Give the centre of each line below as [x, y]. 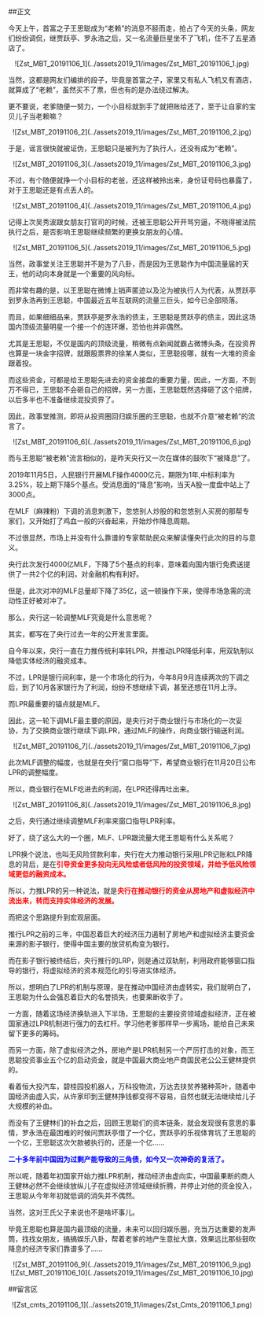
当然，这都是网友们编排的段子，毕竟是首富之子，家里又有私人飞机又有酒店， [132, 80]
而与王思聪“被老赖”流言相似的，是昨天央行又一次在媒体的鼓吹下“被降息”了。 [131, 458]
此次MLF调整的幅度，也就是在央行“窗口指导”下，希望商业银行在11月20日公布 [132, 762]
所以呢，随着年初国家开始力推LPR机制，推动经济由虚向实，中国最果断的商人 [132, 1176]
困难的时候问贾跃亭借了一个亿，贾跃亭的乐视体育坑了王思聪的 [156, 1133]
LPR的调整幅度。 [35, 772]
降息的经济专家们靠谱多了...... [56, 1249]
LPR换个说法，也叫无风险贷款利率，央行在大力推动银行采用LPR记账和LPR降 [130, 854]
